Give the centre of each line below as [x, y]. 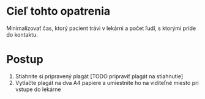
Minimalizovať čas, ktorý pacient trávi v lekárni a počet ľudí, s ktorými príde [101, 28]
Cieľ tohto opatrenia [58, 11]
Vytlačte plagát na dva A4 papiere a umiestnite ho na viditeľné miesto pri [107, 82]
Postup [25, 60]
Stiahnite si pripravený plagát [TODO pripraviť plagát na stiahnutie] [99, 76]
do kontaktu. [22, 34]
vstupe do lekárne [38, 89]
